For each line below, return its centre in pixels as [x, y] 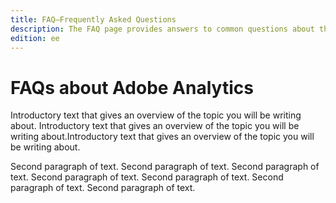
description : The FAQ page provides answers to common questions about [162, 29]
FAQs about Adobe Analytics [132, 87]
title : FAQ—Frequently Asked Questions [93, 19]
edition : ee [35, 38]
